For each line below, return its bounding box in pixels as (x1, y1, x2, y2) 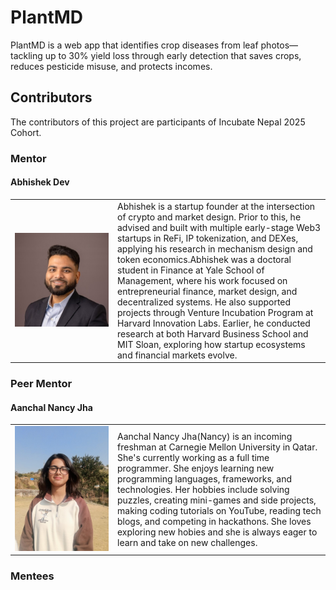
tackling (10, 49, 43, 61)
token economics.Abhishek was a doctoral (117, 253, 292, 265)
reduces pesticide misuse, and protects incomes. (10, 60, 213, 72)
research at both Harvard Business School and (117, 327, 309, 340)
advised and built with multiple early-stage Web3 (117, 221, 322, 233)
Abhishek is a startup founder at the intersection (117, 200, 316, 212)
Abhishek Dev (10, 176, 70, 188)
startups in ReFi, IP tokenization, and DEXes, (117, 232, 299, 244)
